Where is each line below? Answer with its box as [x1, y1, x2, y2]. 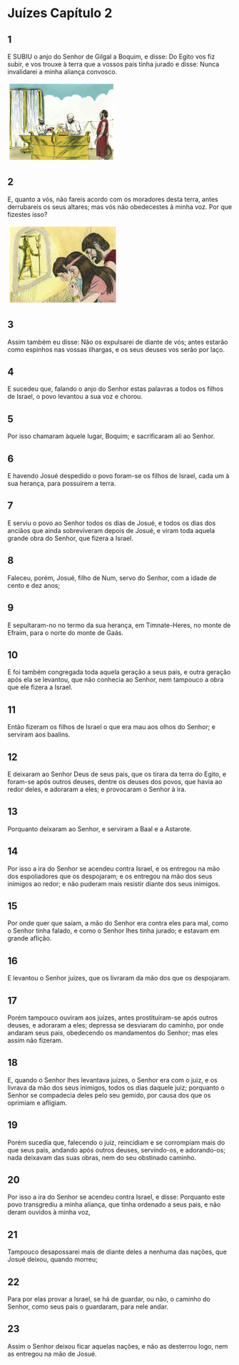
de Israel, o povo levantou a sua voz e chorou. [7, 392, 143, 401]
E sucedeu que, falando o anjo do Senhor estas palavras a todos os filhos [7, 385, 223, 393]
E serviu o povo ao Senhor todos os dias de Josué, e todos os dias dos [7, 519, 216, 527]
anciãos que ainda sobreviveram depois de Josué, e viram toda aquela [7, 526, 215, 534]
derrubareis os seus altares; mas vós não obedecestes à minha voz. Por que [7, 202, 233, 211]
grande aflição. [7, 934, 52, 943]
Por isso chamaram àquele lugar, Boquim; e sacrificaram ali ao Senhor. [7, 432, 215, 440]
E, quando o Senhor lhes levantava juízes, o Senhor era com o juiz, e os [7, 1075, 218, 1084]
